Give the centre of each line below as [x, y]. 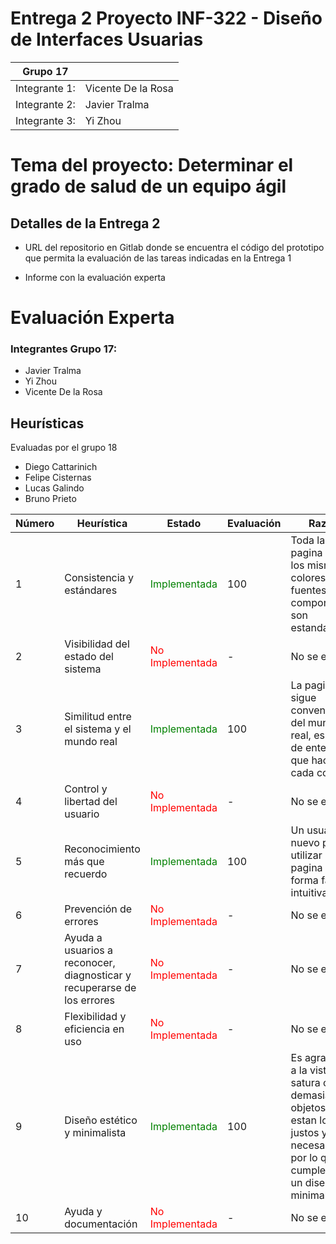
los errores [89, 1000]
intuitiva [309, 893]
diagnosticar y [98, 975]
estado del [89, 657]
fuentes [308, 590]
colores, [309, 578]
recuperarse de [100, 988]
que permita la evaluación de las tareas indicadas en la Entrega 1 [158, 258]
